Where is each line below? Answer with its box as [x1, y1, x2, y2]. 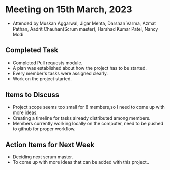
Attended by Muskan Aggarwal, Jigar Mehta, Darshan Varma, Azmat [12, 20, 156, 26]
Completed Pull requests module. [12, 60, 83, 66]
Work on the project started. [12, 75, 72, 82]
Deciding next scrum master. [12, 154, 73, 160]
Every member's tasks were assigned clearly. [12, 70, 108, 76]
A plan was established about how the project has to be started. [12, 65, 147, 71]
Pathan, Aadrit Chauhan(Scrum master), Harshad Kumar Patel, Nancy [12, 25, 158, 32]
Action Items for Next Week [5, 140, 95, 149]
